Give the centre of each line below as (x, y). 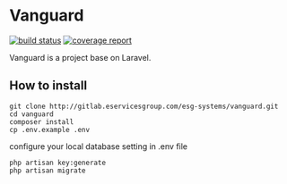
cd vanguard (31, 114)
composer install (42, 121)
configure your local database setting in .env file (99, 146)
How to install (48, 86)
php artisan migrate (48, 171)
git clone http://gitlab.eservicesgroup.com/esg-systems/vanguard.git (144, 106)
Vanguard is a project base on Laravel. (80, 57)
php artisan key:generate (57, 163)
